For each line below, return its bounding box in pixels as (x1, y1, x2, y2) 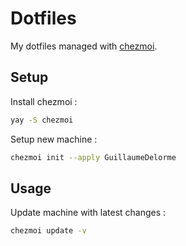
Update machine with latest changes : (10, 207, 167, 219)
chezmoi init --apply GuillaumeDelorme (10, 152, 177, 162)
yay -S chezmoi (10, 115, 74, 125)
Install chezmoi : (10, 95, 78, 107)
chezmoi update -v (10, 226, 87, 236)
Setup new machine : (10, 133, 98, 145)
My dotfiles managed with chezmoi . (10, 40, 158, 52)
